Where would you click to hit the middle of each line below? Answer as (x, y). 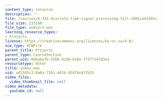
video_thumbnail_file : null (38, 82)
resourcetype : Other (26, 64)
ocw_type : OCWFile (24, 46)
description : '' (21, 14)
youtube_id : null (27, 91)
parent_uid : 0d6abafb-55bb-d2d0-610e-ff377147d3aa (57, 59)
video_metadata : (21, 86)
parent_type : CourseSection (33, 55)
